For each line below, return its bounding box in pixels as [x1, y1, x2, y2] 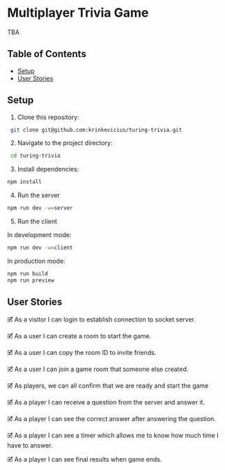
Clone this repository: [17, 113, 79, 121]
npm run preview [7, 277, 54, 284]
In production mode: [7, 257, 65, 265]
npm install [7, 179, 42, 185]
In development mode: [7, 231, 72, 239]
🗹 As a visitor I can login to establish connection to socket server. [7, 315, 196, 324]
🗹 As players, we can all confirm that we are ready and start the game [7, 381, 209, 390]
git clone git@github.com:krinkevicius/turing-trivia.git [10, 126, 183, 133]
